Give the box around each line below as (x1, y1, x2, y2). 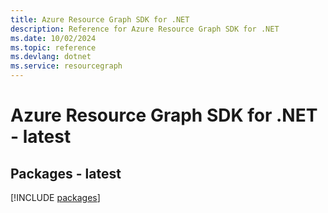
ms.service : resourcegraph (10, 61, 123, 71)
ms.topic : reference (10, 42, 97, 53)
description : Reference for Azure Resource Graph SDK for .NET (10, 24, 280, 34)
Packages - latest (10, 165, 122, 182)
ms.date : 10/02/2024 (10, 33, 97, 43)
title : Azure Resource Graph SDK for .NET (10, 14, 190, 25)
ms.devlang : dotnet (10, 52, 92, 62)
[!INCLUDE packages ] (10, 192, 101, 203)
